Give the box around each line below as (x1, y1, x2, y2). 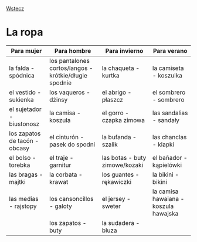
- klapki (152, 140, 175, 149)
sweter (101, 202, 121, 210)
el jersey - (101, 194, 131, 203)
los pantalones (49, 56, 90, 65)
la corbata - (49, 170, 83, 179)
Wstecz (6, 5, 25, 12)
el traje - (49, 153, 74, 162)
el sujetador (9, 105, 42, 113)
